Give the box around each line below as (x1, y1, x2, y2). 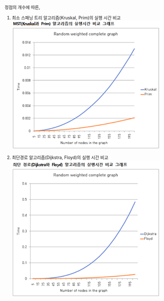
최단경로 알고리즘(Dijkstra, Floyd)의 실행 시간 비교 (11, 154, 109, 160)
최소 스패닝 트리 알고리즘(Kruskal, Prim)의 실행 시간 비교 (11, 15, 121, 21)
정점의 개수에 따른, (4, 4, 40, 10)
